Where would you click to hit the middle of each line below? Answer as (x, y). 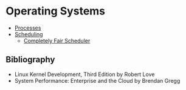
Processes (28, 28)
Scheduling (29, 34)
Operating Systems (56, 11)
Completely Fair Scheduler (57, 40)
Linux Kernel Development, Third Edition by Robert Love (84, 74)
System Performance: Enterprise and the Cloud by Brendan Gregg (97, 80)
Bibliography (30, 59)
